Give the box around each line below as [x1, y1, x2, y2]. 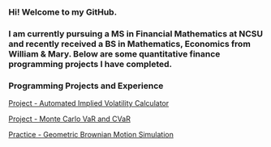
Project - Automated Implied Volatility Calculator [8, 99, 170, 108]
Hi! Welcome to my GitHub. [8, 6, 118, 18]
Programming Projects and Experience [8, 80, 164, 91]
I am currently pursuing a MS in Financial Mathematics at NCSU [8, 27, 264, 39]
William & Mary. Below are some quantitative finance [8, 48, 221, 59]
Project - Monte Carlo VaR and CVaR [8, 114, 131, 124]
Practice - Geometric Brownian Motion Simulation [8, 130, 174, 140]
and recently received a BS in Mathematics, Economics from [8, 38, 252, 49]
